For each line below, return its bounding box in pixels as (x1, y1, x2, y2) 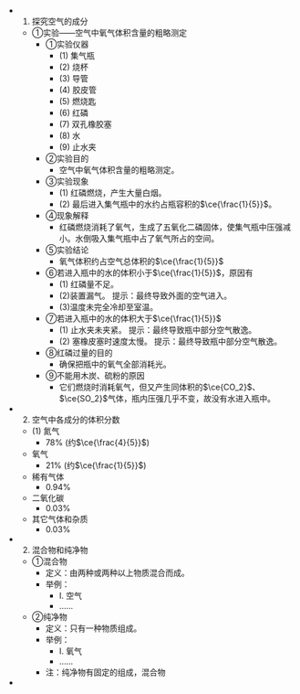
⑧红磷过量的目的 (45, 347, 113, 358)
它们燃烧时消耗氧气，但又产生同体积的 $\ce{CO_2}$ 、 (58, 381, 261, 392)
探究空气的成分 (31, 16, 88, 27)
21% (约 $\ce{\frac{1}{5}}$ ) (45, 460, 147, 471)
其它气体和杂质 (31, 514, 88, 524)
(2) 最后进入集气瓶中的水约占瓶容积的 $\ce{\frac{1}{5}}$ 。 (58, 198, 277, 209)
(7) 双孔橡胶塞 (58, 119, 112, 129)
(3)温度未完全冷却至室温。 (58, 302, 159, 312)
